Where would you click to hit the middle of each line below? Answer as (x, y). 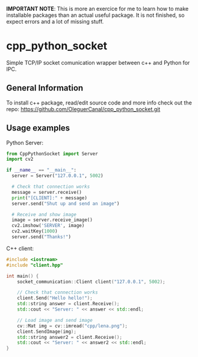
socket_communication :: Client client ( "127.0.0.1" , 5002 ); (91, 281)
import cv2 (20, 159)
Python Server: (25, 143)
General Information (45, 88)
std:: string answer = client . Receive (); (68, 304)
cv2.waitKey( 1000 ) (35, 231)
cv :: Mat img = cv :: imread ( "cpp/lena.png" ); (73, 326)
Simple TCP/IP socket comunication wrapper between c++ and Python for (98, 62)
